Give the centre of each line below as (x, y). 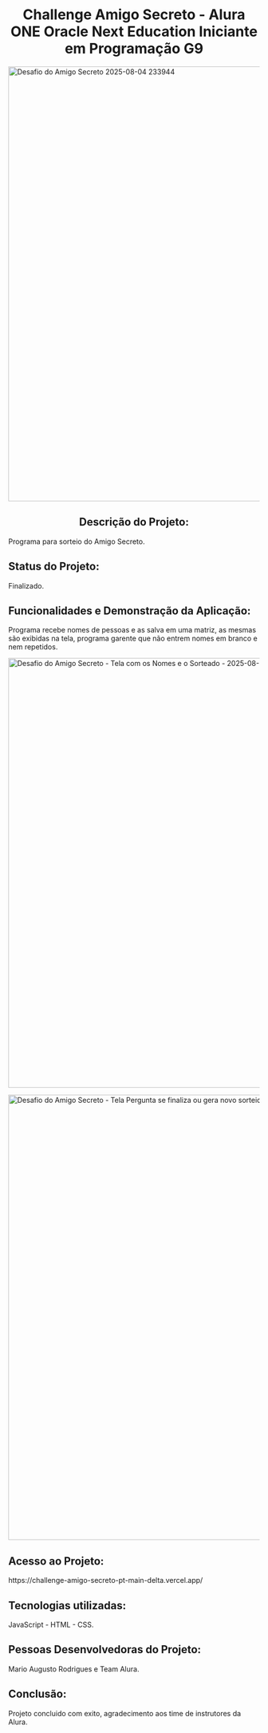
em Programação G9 (134, 49)
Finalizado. (26, 585)
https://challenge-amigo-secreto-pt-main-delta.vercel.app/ (106, 1580)
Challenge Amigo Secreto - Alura (134, 15)
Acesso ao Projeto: (56, 1561)
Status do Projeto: (54, 567)
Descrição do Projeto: (134, 522)
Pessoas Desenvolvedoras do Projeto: (105, 1650)
